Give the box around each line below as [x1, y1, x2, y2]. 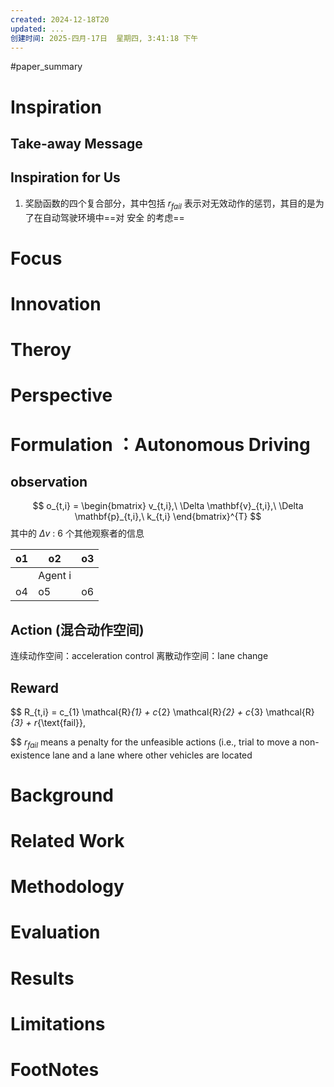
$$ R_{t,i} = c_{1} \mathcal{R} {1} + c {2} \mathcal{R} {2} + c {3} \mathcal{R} [10, 706, 315, 718]
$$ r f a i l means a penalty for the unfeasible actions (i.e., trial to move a [10, 736, 298, 750]
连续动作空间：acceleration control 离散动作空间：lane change [10, 650, 269, 662]
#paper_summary [10, 61, 83, 73]
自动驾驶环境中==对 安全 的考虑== [42, 211, 185, 223]
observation [10, 473, 88, 490]
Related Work [10, 830, 125, 853]
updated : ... [10, 24, 65, 34]
